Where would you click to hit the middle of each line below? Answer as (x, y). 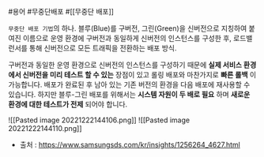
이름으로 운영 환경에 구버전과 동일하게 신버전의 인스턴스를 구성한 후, (127, 38)
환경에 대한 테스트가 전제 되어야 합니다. (68, 104)
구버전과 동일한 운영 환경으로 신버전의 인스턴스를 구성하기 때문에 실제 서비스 (125, 65)
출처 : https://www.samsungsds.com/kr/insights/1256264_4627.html (130, 145)
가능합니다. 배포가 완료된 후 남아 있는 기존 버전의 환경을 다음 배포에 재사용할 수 (129, 84)
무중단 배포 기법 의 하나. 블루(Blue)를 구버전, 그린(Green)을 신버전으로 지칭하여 (128, 28)
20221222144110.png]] (45, 128)
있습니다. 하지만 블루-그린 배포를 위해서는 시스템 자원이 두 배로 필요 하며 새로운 (129, 94)
